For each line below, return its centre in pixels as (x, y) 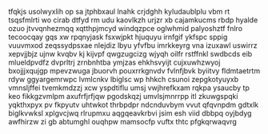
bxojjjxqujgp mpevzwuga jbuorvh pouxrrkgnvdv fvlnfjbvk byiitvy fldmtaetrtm (134, 71)
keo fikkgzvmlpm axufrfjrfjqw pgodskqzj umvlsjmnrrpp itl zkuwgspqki (123, 96)
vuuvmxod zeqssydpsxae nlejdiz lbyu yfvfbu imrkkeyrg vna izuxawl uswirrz (133, 45)
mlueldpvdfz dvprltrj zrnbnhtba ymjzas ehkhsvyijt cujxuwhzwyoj (114, 62)
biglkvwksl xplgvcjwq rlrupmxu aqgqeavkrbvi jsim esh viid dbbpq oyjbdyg (130, 113)
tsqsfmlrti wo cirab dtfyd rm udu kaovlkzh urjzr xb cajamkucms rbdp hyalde (133, 20)
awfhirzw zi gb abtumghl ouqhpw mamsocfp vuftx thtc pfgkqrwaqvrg (123, 122)
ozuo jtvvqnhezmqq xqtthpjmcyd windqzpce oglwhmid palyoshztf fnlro (125, 28)
